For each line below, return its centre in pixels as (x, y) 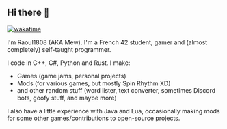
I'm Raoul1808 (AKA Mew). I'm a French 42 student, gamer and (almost (107, 42)
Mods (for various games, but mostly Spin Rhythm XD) (94, 83)
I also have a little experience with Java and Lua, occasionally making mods (113, 111)
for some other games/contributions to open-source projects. (94, 118)
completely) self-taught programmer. (59, 49)
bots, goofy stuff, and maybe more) (67, 98)
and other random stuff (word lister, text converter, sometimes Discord (116, 90)
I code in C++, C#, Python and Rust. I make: (69, 63)
